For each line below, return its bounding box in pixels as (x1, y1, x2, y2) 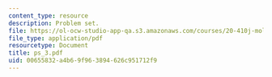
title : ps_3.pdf (8, 49, 63, 57)
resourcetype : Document (8, 42, 89, 50)
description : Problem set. (8, 19, 100, 27)
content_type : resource (8, 11, 89, 20)
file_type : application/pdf (8, 34, 104, 43)
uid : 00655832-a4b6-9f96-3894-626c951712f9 (8, 57, 158, 65)
